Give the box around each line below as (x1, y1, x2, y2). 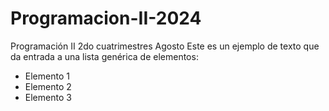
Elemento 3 (24, 91, 72, 103)
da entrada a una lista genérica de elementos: (10, 50, 199, 62)
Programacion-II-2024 (10, 7, 202, 30)
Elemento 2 (24, 80, 72, 92)
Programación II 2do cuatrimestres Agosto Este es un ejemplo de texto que (10, 40, 320, 52)
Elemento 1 (24, 70, 70, 82)
